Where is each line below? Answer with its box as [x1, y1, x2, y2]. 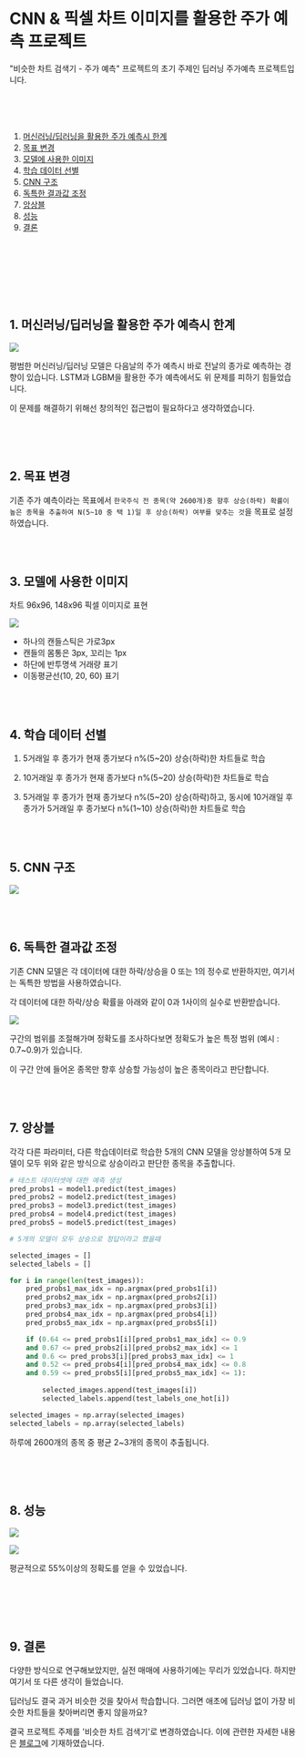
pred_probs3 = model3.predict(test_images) [9, 1201, 178, 1210]
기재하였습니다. [50, 1738, 105, 1749]
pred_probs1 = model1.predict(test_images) [9, 1184, 178, 1194]
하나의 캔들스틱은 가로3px [22, 636, 116, 647]
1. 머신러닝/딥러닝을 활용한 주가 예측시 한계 [9, 317, 236, 333]
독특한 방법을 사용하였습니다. [18, 977, 122, 988]
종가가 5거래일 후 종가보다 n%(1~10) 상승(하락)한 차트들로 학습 [22, 803, 246, 814]
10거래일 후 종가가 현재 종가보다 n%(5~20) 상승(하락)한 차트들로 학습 [22, 772, 269, 784]
